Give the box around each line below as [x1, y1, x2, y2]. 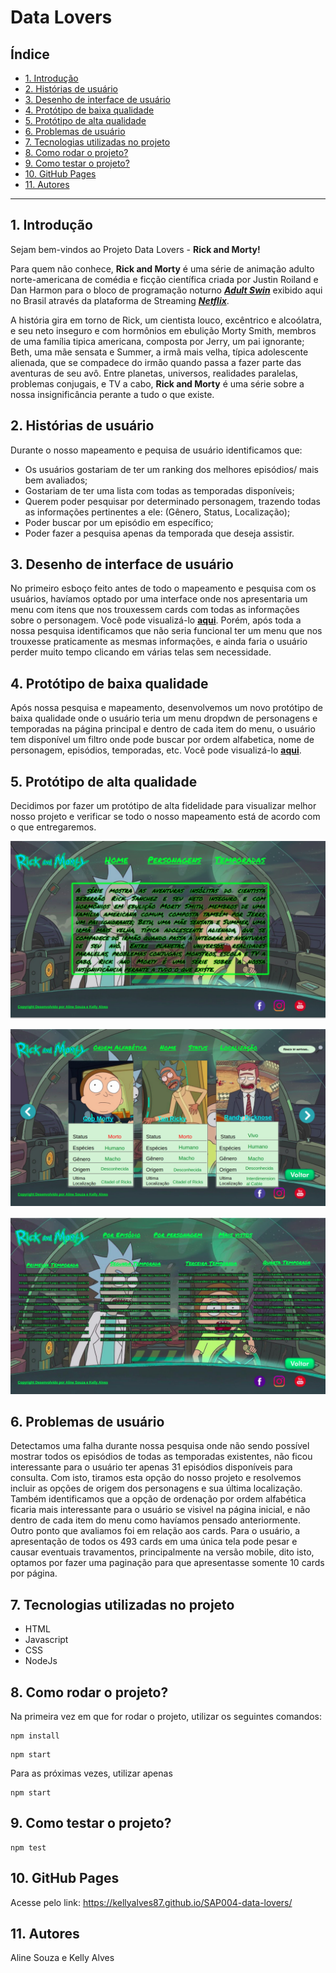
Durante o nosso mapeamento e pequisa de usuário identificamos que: [10, 444, 303, 456]
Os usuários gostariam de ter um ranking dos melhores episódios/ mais [24, 463, 319, 475]
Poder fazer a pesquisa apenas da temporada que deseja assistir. [24, 527, 295, 539]
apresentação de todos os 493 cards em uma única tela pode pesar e [10, 1536, 298, 1548]
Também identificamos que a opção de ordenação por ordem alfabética [10, 1493, 307, 1505]
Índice [10, 46, 50, 63]
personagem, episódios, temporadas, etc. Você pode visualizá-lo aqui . [10, 744, 302, 756]
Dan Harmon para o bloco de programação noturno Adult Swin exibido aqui [10, 284, 323, 296]
